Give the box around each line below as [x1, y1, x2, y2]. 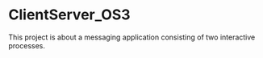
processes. [8, 40, 46, 50]
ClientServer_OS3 [8, 6, 131, 24]
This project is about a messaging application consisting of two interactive [8, 32, 256, 42]
